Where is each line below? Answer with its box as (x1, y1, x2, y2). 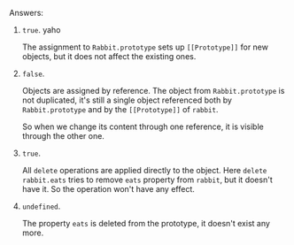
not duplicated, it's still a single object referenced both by (21, 95, 233, 105)
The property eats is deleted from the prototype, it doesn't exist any (21, 218, 270, 228)
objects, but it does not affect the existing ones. (21, 51, 197, 61)
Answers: (9, 8, 44, 18)
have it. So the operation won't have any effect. (21, 184, 195, 194)
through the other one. (21, 131, 104, 141)
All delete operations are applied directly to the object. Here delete (21, 165, 267, 175)
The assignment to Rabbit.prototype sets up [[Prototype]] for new (21, 42, 268, 52)
